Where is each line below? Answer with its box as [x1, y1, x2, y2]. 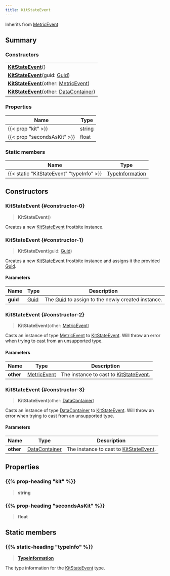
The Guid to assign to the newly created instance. [45, 296, 162, 303]
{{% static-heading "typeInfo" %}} [5, 544, 94, 551]
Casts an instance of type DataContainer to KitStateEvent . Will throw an [5, 407, 154, 413]
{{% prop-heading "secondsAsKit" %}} [5, 502, 105, 509]
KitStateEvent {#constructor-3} [5, 386, 85, 393]
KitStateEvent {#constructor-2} [5, 311, 85, 318]
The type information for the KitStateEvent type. [5, 565, 105, 571]
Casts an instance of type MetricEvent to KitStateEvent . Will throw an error [5, 333, 161, 339]
